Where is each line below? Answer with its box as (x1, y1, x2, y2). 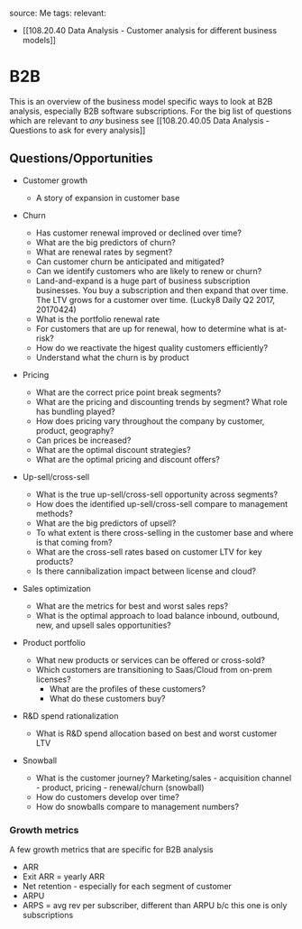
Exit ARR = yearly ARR (22, 871, 105, 882)
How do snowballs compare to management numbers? (35, 801, 240, 812)
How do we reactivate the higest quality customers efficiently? (35, 342, 269, 353)
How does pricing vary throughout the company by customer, (35, 415, 265, 427)
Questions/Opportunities (9, 151, 153, 166)
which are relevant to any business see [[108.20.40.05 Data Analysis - (9, 115, 270, 125)
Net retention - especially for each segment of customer (22, 881, 233, 892)
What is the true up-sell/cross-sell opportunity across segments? (35, 489, 278, 500)
